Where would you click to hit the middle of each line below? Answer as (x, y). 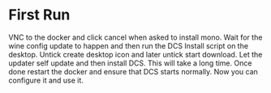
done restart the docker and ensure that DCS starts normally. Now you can (133, 71)
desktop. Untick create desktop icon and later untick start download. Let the (135, 54)
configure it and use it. (46, 80)
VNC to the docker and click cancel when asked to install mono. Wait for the (135, 37)
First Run (39, 15)
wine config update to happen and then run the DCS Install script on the (129, 45)
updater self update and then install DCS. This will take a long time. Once (130, 63)
